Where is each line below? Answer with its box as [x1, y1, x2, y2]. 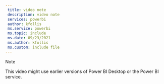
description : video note [7, 12, 60, 17]
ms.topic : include [7, 31, 46, 36]
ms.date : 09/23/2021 [7, 36, 51, 41]
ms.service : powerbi [7, 26, 51, 31]
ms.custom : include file [7, 45, 60, 50]
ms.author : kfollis [7, 40, 49, 45]
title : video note [7, 7, 46, 13]
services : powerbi [7, 17, 46, 22]
